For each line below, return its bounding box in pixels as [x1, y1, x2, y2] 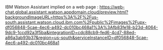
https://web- [99, 4, 125, 10]
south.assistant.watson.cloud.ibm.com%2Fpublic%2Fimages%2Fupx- [5, 19, 147, 25]
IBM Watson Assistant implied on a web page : [5, 4, 99, 10]
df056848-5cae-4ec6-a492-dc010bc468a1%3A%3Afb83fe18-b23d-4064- [5, 25, 158, 30]
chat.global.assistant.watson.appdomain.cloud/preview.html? [5, 9, 129, 15]
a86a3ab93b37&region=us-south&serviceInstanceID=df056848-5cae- [5, 35, 148, 40]
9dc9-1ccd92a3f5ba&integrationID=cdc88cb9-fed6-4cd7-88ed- [5, 30, 136, 35]
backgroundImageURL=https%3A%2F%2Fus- [5, 14, 99, 20]
